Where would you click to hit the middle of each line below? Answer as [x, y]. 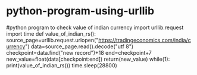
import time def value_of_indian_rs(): [51, 33]
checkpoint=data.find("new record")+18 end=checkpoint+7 [79, 52]
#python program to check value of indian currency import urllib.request [95, 27]
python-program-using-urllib [80, 11]
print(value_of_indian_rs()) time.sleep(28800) [62, 65]
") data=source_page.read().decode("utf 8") [79, 46]
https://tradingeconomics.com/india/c [145, 40]
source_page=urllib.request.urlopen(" [52, 40]
